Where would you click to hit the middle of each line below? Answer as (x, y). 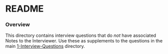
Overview (18, 25)
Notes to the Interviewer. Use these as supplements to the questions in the (84, 41)
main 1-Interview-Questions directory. (45, 46)
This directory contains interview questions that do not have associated (81, 35)
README (25, 9)
